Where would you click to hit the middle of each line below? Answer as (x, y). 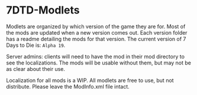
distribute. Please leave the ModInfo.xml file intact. (68, 86)
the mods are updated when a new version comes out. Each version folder (97, 32)
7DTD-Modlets (43, 10)
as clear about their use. (36, 69)
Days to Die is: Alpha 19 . (36, 45)
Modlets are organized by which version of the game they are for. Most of (96, 26)
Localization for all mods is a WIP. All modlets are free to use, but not (90, 80)
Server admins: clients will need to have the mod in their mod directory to (96, 56)
